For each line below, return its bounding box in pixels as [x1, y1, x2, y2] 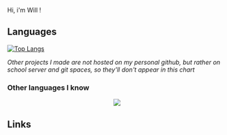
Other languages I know [7, 83, 90, 93]
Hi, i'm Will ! [7, 6, 42, 14]
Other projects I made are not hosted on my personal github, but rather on [7, 58, 221, 66]
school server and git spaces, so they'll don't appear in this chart [7, 65, 195, 74]
